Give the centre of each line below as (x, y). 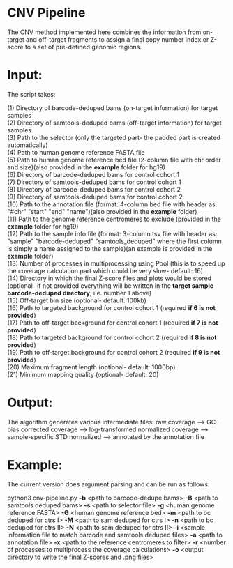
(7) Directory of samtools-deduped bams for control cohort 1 (94, 182)
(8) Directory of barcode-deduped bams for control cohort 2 (94, 189)
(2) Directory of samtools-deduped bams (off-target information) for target (114, 123)
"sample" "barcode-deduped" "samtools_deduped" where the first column (114, 241)
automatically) (28, 145)
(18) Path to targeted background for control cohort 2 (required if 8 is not (112, 337)
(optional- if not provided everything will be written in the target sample (111, 285)
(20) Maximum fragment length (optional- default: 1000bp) (91, 367)
